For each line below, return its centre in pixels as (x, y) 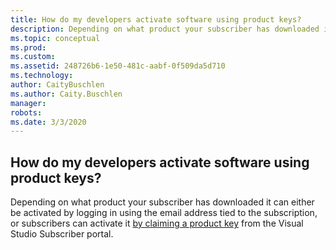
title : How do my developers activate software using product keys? (156, 19)
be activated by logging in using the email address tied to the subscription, (164, 213)
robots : (26, 112)
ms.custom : (33, 57)
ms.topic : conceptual (55, 38)
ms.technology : (42, 76)
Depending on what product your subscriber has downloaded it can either (162, 202)
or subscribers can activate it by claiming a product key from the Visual (157, 223)
